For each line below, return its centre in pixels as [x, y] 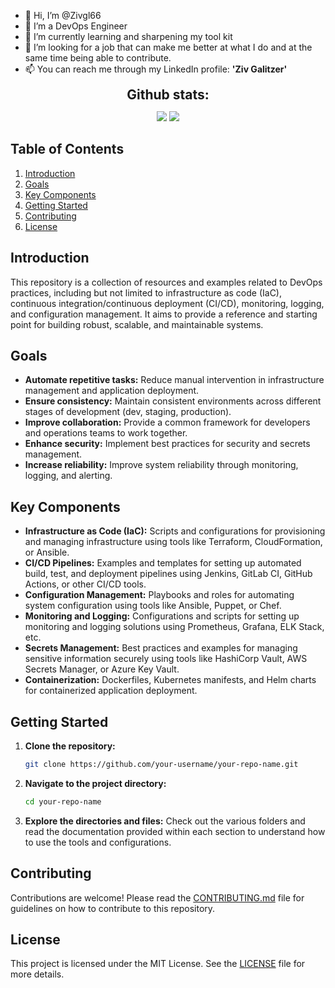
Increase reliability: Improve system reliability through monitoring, [161, 465]
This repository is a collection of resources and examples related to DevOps [166, 282]
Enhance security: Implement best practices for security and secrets [167, 444]
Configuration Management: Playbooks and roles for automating [159, 595]
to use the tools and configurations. [98, 842]
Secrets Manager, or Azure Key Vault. [102, 669]
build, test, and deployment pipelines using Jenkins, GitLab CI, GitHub [168, 574]
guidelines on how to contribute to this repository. [113, 908]
